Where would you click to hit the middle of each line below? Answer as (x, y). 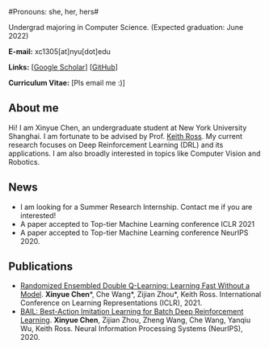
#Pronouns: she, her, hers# (54, 12)
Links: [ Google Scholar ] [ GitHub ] (63, 67)
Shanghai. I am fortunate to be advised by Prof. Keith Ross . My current (126, 136)
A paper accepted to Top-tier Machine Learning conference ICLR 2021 (137, 224)
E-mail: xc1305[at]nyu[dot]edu (59, 51)
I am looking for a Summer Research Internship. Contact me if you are (136, 207)
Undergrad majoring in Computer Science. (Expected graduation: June (126, 27)
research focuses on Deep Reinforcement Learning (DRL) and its (116, 145)
